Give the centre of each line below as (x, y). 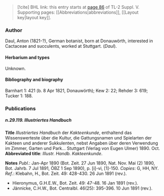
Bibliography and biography (34, 80)
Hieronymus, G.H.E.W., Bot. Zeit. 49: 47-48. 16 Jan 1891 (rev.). (75, 183)
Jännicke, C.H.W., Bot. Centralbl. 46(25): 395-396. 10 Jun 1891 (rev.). (82, 188)
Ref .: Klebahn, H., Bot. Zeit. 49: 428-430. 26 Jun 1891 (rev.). (66, 173)
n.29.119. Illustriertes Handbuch (38, 120)
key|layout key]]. (34, 17)
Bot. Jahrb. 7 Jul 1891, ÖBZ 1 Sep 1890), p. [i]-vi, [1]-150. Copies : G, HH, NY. (82, 168)
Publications (20, 109)
